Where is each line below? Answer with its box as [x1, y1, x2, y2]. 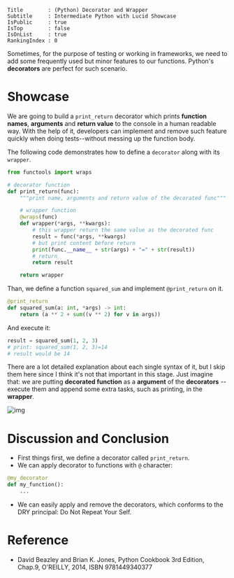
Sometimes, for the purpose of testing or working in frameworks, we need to [7, 50, 228, 57]
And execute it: [7, 323, 51, 332]
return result [32, 259, 73, 266]
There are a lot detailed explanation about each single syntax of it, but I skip [7, 362, 226, 371]
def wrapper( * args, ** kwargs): [20, 220, 111, 227]
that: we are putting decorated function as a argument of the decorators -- [7, 378, 227, 386]
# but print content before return [32, 239, 136, 246]
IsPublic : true [7, 19, 68, 26]
